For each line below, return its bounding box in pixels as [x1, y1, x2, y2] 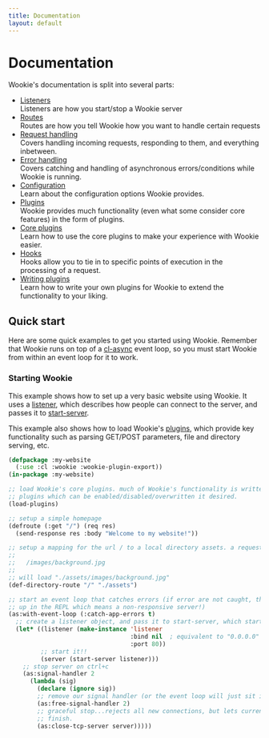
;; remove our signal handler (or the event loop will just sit [37, 692, 256, 700]
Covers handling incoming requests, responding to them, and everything [19, 138, 259, 148]
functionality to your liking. [19, 291, 108, 301]
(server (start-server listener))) [40, 655, 159, 663]
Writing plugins [19, 274, 70, 284]
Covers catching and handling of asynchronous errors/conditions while [19, 163, 255, 173]
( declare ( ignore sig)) [37, 685, 116, 693]
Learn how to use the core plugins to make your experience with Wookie [19, 231, 259, 241]
